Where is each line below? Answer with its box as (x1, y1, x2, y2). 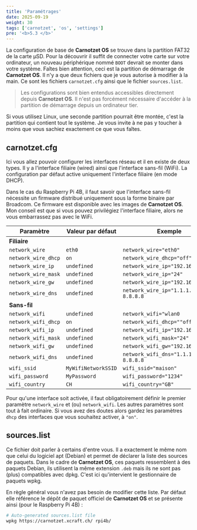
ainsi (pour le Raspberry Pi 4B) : (6, 501, 83, 508)
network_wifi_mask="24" (123, 334, 189, 341)
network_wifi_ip (9, 327, 55, 333)
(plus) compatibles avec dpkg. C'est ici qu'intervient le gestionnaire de (6, 471, 177, 478)
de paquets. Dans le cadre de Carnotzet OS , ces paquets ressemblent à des (6, 458, 191, 465)
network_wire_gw (9, 279, 55, 286)
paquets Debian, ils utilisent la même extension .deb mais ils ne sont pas (6, 465, 181, 472)
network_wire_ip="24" (123, 271, 183, 277)
